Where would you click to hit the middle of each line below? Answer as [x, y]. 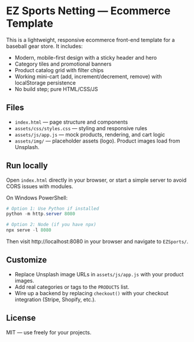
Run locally [27, 166]
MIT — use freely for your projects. [49, 332]
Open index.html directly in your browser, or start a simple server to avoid [96, 180]
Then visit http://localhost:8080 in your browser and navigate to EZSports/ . [97, 241]
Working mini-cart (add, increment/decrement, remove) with [88, 76]
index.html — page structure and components [71, 122]
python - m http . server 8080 [41, 214]
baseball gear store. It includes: [44, 46]
